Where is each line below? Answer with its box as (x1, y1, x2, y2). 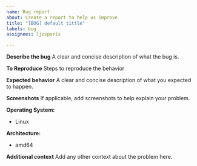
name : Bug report (6, 8, 50, 15)
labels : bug (6, 25, 36, 32)
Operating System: (6, 106, 55, 113)
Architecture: (6, 130, 41, 137)
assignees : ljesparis (6, 31, 61, 37)
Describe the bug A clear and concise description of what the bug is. (6, 53, 179, 60)
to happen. (6, 83, 33, 91)
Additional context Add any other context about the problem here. (6, 153, 173, 161)
